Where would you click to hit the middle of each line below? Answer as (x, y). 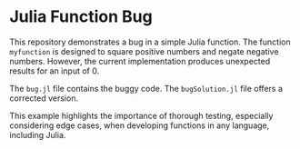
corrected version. (44, 98)
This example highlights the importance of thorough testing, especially (141, 115)
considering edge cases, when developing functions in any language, (140, 125)
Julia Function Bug (81, 17)
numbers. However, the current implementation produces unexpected (140, 61)
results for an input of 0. (55, 71)
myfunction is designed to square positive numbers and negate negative (144, 51)
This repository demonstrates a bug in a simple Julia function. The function (150, 42)
